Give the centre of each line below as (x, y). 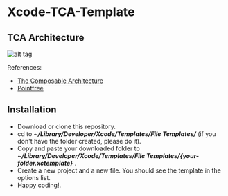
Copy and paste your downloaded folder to (78, 148)
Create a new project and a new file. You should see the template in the (119, 170)
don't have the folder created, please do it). (79, 141)
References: (24, 67)
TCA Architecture (46, 38)
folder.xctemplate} (45, 163)
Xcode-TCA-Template (71, 12)
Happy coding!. (39, 185)
